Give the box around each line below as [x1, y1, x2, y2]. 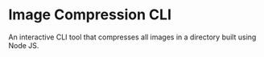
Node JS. [8, 40, 39, 50]
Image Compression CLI [8, 6, 171, 24]
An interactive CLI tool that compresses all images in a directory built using [8, 32, 257, 42]
